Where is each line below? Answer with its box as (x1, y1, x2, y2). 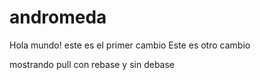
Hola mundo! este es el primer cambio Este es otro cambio (9, 39, 251, 51)
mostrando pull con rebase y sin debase (9, 58, 176, 70)
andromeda (9, 6, 107, 29)
